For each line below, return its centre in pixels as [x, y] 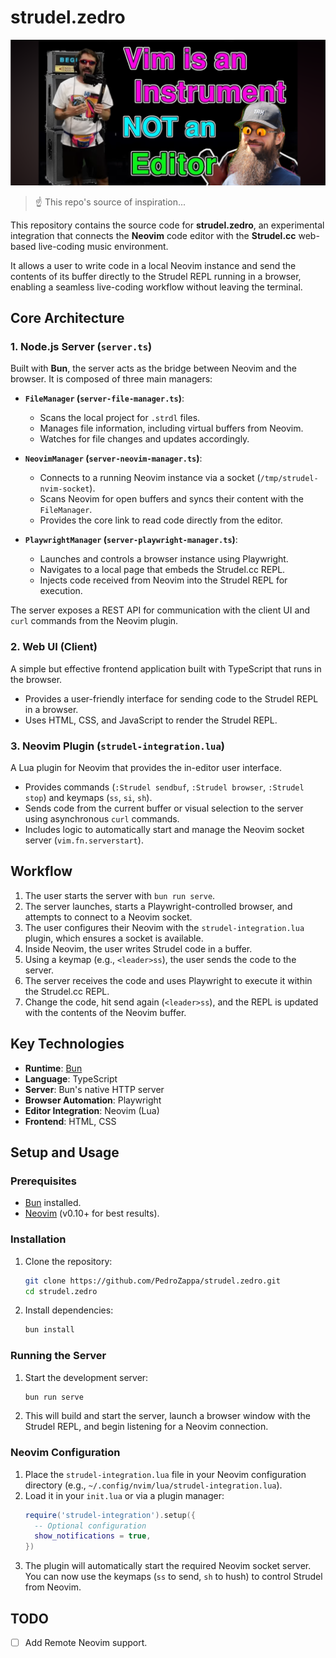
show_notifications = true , [93, 1536]
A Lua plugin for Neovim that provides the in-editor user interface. [146, 768]
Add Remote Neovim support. [86, 1643]
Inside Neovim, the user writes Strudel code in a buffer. [138, 948]
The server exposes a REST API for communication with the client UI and [160, 610]
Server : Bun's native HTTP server [94, 1089]
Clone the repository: [68, 1261]
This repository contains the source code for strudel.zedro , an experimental [167, 225]
